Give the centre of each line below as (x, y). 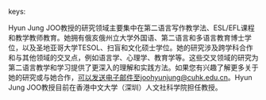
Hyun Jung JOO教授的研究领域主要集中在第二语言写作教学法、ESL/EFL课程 (132, 28)
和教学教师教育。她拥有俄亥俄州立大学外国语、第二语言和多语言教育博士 (126, 38)
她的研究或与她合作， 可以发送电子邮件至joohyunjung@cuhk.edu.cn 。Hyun (130, 77)
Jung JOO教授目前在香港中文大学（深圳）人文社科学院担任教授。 (115, 87)
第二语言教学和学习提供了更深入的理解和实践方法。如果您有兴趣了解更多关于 (133, 67)
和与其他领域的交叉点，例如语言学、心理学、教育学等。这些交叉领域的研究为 (133, 58)
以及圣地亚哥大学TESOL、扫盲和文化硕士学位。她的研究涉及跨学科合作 (138, 48)
